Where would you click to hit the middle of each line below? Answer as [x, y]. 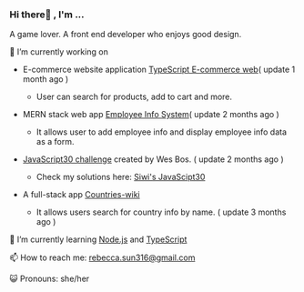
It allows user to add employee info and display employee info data [162, 132]
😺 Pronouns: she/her [50, 279]
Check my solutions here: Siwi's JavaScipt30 [121, 177]
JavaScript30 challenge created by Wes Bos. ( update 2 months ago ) [153, 159]
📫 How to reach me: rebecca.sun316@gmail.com [102, 257]
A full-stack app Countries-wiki [81, 195]
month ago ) [46, 79]
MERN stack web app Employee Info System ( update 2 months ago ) [151, 115]
